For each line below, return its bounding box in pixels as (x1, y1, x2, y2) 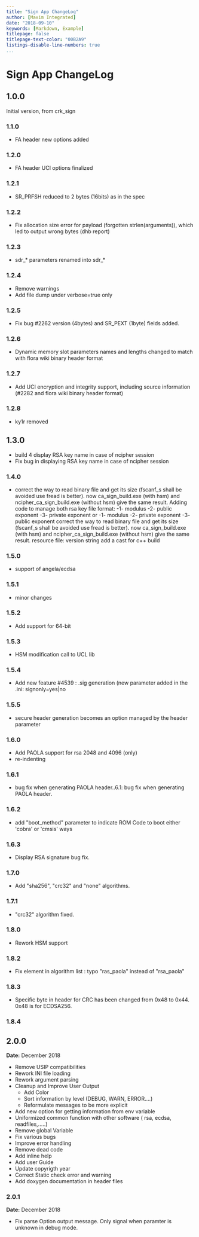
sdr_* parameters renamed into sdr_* (14, 256, 106, 264)
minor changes (14, 594, 52, 601)
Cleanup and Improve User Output (14, 1083, 100, 1090)
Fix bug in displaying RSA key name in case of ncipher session (14, 457, 169, 465)
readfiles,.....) (14, 1120, 48, 1128)
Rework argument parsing (14, 1076, 79, 1083)
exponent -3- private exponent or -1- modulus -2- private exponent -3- (14, 511, 191, 518)
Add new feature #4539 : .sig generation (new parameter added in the (14, 679, 188, 686)
